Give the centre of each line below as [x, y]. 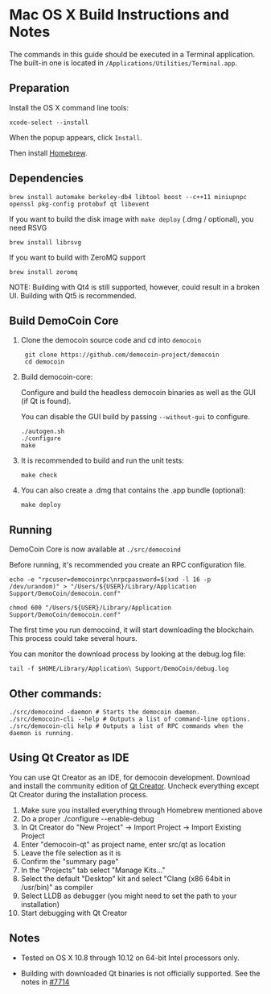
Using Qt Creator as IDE [69, 758]
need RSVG [28, 227]
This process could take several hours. [73, 638]
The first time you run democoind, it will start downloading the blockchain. [132, 630]
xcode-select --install [49, 123]
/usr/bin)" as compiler [57, 887]
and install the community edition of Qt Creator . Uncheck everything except [134, 786]
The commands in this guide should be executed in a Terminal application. [132, 54]
